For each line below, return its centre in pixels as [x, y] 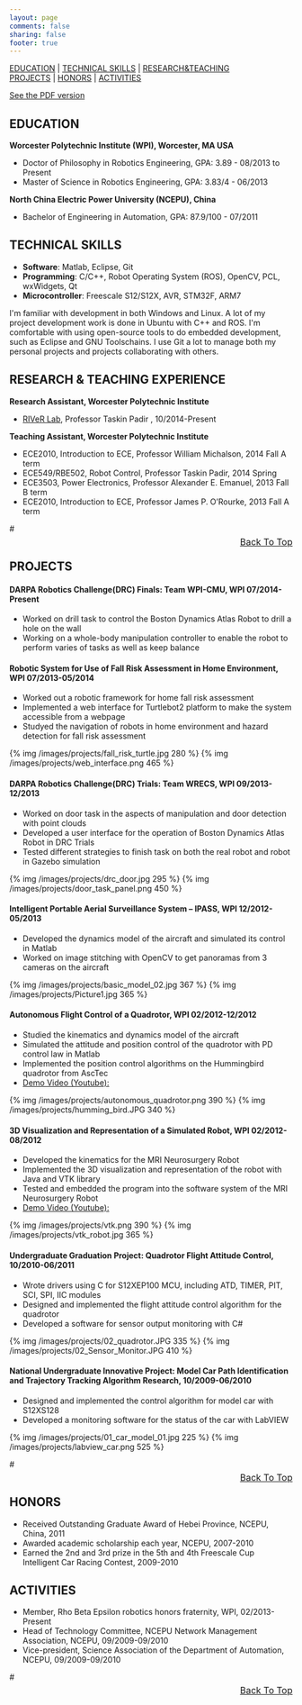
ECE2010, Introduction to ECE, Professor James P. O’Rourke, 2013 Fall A [156, 502]
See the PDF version [47, 95]
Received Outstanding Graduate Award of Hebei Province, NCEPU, [146, 1524]
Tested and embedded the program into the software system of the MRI [155, 1189]
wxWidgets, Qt [50, 286]
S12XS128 [41, 1410]
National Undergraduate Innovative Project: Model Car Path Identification [149, 1371]
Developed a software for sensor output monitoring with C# [133, 1323]
